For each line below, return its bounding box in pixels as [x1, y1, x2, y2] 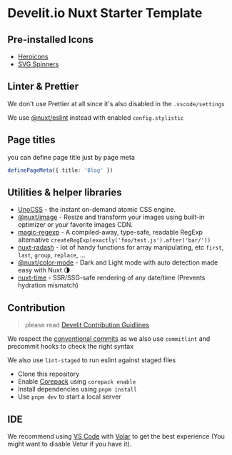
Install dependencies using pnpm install [17, 385, 137, 394]
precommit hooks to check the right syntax [7, 342, 134, 351]
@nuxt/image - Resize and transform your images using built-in [17, 213, 205, 222]
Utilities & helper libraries [7, 186, 123, 198]
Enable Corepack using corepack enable [17, 377, 136, 386]
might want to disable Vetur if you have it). [7, 439, 132, 448]
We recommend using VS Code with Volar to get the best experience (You [7, 431, 225, 440]
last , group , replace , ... [17, 251, 86, 260]
